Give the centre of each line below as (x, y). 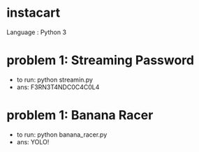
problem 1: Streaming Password (101, 60)
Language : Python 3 (37, 32)
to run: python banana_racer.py (62, 135)
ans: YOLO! (33, 142)
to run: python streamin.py (55, 79)
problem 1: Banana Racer (80, 115)
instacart (34, 13)
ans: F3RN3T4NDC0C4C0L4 (58, 87)
